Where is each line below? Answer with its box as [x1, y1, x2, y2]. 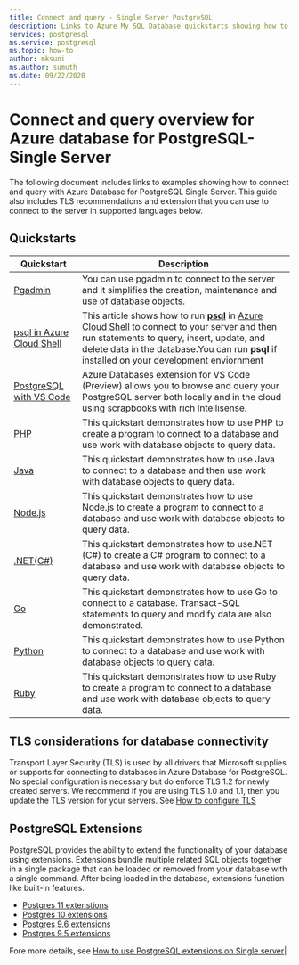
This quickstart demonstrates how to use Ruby [81, 670, 277, 683]
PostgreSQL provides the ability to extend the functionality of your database [9, 845, 288, 855]
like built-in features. [9, 883, 85, 894]
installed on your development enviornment [81, 354, 264, 366]
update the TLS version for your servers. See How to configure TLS [9, 795, 256, 806]
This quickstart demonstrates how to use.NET [81, 537, 273, 550]
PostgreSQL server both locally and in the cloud [81, 390, 282, 403]
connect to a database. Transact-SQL [81, 596, 240, 609]
